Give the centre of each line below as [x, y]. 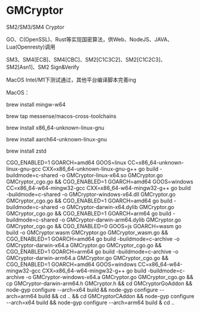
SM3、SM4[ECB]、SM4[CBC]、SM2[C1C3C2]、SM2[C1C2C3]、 [86, 59]
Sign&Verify [65, 67]
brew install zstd [26, 151]
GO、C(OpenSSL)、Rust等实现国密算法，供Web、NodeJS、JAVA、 [90, 39]
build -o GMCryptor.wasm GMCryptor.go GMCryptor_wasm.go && [87, 232]
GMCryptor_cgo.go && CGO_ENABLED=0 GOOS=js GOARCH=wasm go [94, 226]
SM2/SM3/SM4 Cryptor [35, 27]
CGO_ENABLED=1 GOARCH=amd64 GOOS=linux [66, 162]
